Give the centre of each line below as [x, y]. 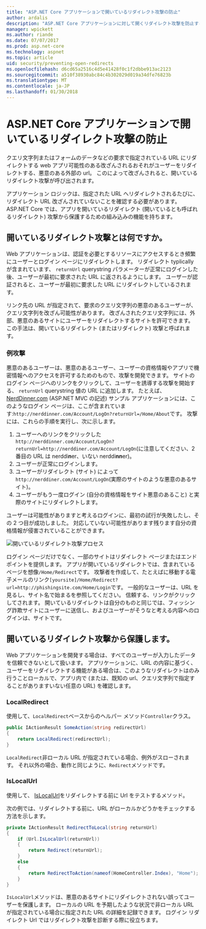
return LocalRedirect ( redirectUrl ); [64, 739]
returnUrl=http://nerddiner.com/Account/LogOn [76, 449]
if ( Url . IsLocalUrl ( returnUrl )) [59, 839]
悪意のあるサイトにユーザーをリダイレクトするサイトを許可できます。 [105, 320]
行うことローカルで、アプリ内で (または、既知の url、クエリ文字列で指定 [98, 678]
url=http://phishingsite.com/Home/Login [59, 587]
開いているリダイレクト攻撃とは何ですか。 [87, 238]
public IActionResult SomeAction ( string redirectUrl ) [77, 728]
